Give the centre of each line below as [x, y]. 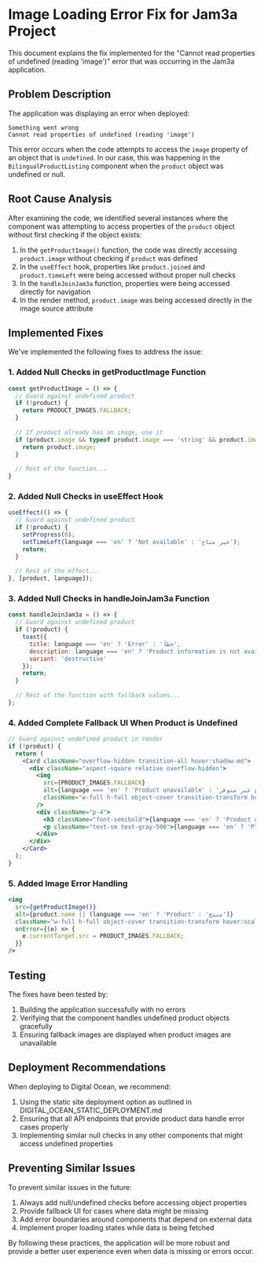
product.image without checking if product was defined [108, 258]
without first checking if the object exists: [75, 234]
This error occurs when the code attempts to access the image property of [128, 149]
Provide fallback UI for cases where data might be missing [114, 1211]
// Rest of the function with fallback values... [98, 696]
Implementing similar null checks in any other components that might [131, 1135]
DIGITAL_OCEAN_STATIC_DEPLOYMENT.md [91, 1110]
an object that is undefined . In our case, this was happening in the [114, 157]
